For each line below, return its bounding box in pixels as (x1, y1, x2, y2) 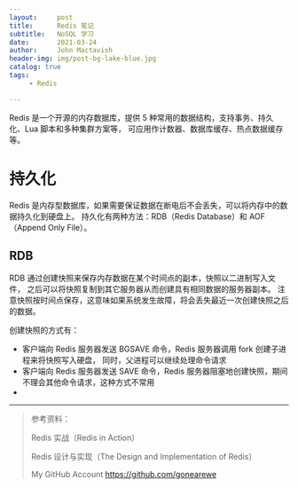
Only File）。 (47, 222, 92, 232)
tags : (9, 71, 29, 80)
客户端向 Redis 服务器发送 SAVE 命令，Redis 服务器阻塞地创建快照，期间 (21, 366, 288, 377)
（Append (9, 222, 46, 232)
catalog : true (9, 63, 62, 72)
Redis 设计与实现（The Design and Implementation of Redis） (30, 452, 257, 462)
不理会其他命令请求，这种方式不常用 (21, 377, 155, 388)
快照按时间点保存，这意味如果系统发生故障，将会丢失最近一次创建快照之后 (16, 295, 289, 306)
